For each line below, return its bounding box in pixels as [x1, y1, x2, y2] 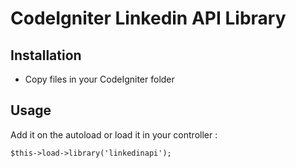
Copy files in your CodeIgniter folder [24, 73, 175, 85]
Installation [10, 47, 82, 64]
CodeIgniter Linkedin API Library [10, 7, 287, 30]
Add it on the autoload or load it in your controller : [10, 128, 218, 141]
